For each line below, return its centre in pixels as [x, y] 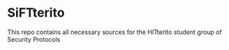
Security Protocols [34, 39]
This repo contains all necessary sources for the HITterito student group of [114, 32]
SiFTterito [36, 13]
